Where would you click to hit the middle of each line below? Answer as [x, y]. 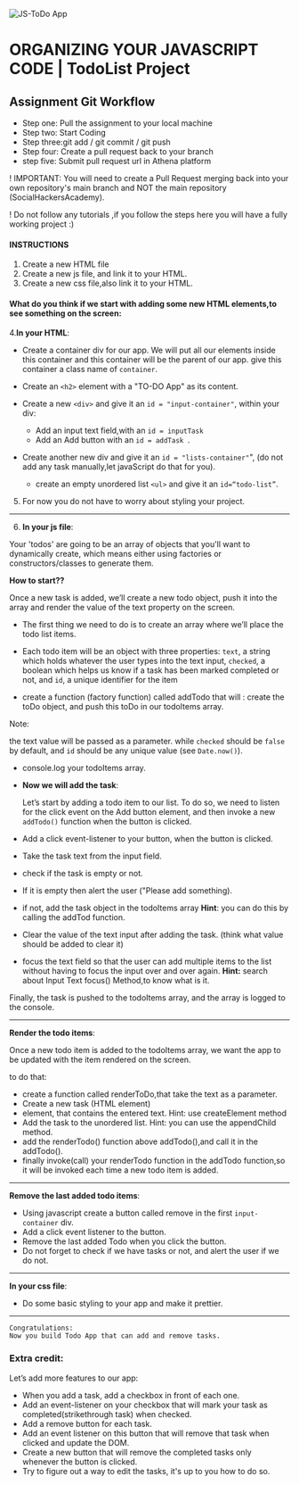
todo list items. [49, 635]
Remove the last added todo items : [75, 1196]
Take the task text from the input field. [92, 856]
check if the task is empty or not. [83, 874]
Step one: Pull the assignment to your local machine [117, 123]
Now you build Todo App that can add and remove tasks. [115, 1336]
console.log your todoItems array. [84, 768]
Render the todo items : [52, 1033]
